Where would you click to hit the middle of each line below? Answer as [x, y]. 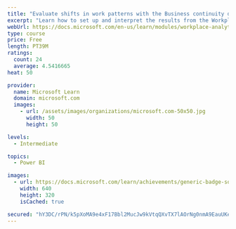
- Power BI [29, 163]
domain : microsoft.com [47, 98]
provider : [22, 85]
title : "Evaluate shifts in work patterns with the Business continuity [116, 14]
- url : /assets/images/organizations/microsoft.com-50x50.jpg [113, 112]
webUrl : [19, 27]
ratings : [20, 53]
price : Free [25, 40]
